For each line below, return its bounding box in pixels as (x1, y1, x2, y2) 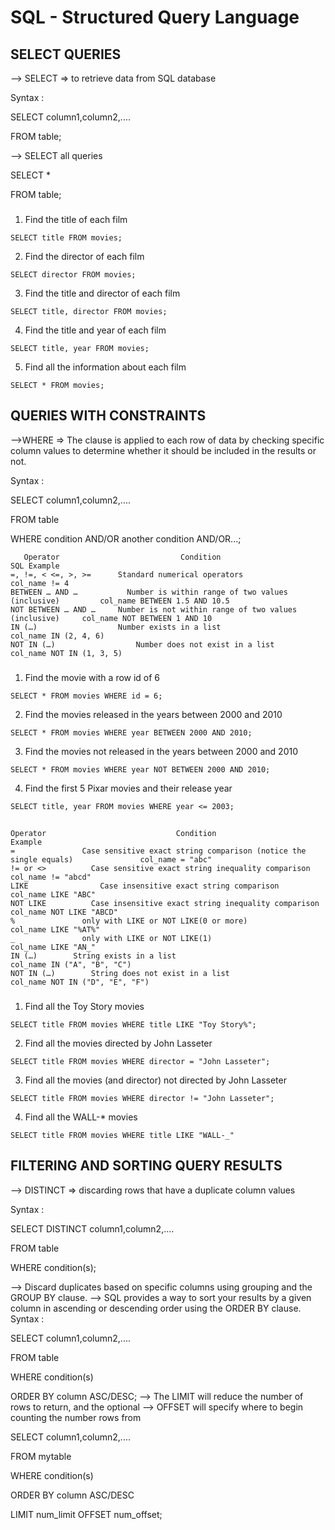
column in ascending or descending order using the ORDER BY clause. (10, 1302, 302, 1314)
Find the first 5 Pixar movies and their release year (24, 782, 233, 794)
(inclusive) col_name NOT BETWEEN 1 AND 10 (10, 613, 213, 623)
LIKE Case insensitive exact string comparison (10, 881, 280, 891)
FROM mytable (10, 1450, 72, 1462)
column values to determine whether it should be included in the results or (10, 444, 317, 456)
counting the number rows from (10, 1411, 142, 1423)
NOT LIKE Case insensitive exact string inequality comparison (10, 899, 320, 909)
